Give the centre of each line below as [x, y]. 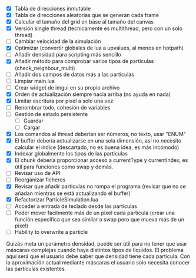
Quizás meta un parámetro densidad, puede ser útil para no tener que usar [97, 243]
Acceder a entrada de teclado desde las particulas [76, 206]
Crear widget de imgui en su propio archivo [67, 87]
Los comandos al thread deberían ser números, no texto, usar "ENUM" [100, 134]
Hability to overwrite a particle [51, 231]
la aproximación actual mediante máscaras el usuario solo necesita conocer [98, 262]
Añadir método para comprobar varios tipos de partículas [84, 61]
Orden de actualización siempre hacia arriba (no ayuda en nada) [92, 94]
